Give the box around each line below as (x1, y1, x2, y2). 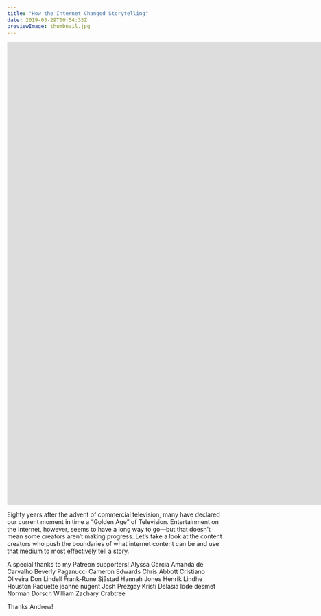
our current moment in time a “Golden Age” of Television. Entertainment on (7, 518, 219, 526)
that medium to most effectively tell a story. (7, 547, 130, 556)
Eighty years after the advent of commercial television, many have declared (7, 510, 221, 519)
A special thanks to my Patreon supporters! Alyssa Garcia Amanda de (7, 560, 204, 569)
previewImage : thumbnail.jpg (7, 23, 91, 29)
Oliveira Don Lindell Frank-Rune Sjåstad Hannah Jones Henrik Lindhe (7, 575, 203, 583)
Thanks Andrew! (7, 603, 53, 611)
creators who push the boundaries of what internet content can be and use (7, 540, 219, 548)
